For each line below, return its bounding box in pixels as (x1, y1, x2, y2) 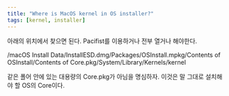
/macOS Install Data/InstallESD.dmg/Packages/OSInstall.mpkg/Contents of (7, 50, 221, 59)
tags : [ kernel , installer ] (7, 17, 86, 24)
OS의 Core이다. (22, 81, 65, 89)
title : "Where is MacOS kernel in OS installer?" (7, 10, 155, 17)
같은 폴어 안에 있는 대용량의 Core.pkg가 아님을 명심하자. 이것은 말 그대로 (7, 72, 204, 81)
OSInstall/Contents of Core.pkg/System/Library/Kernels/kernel (7, 58, 187, 66)
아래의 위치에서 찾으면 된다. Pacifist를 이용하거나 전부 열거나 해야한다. (7, 36, 198, 45)
